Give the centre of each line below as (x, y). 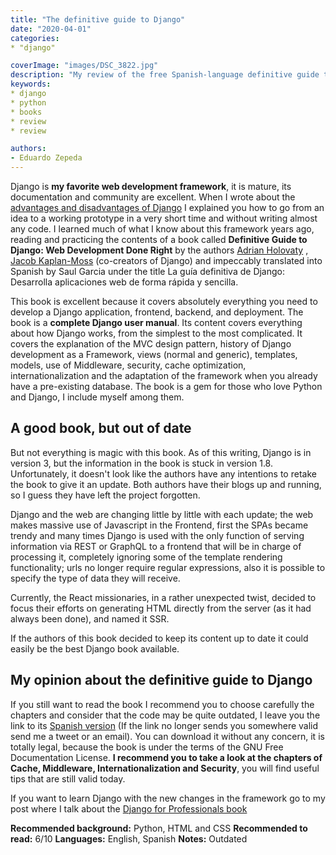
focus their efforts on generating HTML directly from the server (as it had (161, 608)
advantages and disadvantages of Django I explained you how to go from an (167, 207)
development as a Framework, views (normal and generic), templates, (154, 354)
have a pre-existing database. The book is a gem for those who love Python (166, 386)
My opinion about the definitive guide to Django (161, 680)
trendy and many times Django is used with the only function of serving (157, 535)
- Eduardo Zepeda (46, 158)
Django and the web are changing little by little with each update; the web (162, 514)
